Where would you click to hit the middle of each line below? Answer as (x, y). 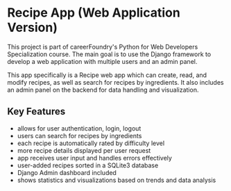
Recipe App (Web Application (94, 13)
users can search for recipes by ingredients (79, 135)
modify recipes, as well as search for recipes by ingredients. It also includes (115, 82)
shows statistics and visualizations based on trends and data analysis (117, 180)
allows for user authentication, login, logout (79, 128)
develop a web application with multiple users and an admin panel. (102, 61)
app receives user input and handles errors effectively (94, 158)
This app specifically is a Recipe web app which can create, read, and (107, 75)
